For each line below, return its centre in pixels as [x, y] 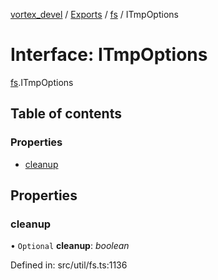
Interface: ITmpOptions [109, 55]
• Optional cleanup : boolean [70, 246]
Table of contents [66, 114]
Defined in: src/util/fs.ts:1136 [69, 265]
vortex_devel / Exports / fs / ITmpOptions [94, 14]
